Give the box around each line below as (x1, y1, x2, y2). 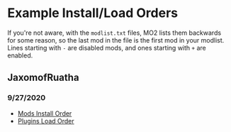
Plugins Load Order (17, 116, 74, 125)
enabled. (7, 51, 33, 60)
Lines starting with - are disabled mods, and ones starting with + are (7, 43, 207, 52)
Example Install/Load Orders (7, 5, 179, 21)
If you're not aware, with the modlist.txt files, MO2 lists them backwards (7, 28, 222, 37)
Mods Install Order (17, 109, 72, 118)
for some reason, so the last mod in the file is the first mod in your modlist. (7, 35, 225, 44)
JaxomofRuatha (7, 72, 79, 84)
